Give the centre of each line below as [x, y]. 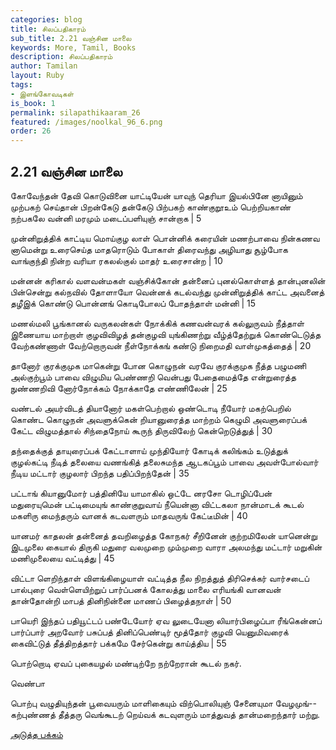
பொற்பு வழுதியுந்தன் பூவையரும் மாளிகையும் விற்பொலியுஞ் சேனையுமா [141, 703]
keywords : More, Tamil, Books [73, 47]
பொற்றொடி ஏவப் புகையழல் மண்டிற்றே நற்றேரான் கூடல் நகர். [126, 663]
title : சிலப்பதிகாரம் [48, 29]
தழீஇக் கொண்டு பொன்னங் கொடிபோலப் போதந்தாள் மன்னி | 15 [133, 303]
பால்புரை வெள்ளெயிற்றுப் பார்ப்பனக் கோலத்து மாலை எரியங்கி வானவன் [146, 589]
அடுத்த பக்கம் [36, 734]
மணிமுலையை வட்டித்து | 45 [62, 558]
